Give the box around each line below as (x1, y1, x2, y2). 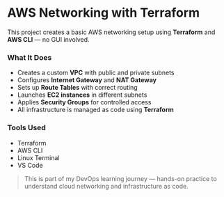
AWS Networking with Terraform (7, 5, 200, 21)
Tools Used (7, 123, 47, 133)
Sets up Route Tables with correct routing (17, 84, 138, 92)
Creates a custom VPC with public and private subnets (17, 68, 175, 77)
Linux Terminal (17, 153, 61, 161)
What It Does (7, 52, 52, 62)
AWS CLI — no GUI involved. (7, 35, 90, 43)
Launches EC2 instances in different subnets (17, 90, 147, 99)
